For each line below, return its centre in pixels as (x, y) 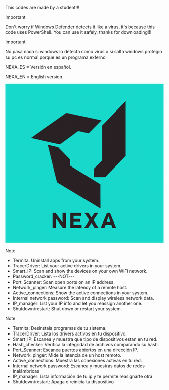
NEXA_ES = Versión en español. (38, 67)
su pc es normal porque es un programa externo (55, 57)
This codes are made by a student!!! (43, 7)
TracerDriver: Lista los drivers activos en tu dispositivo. (70, 333)
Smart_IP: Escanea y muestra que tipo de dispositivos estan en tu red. (85, 339)
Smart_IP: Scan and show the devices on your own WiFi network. (80, 271)
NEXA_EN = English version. (34, 77)
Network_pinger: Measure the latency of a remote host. (70, 287)
